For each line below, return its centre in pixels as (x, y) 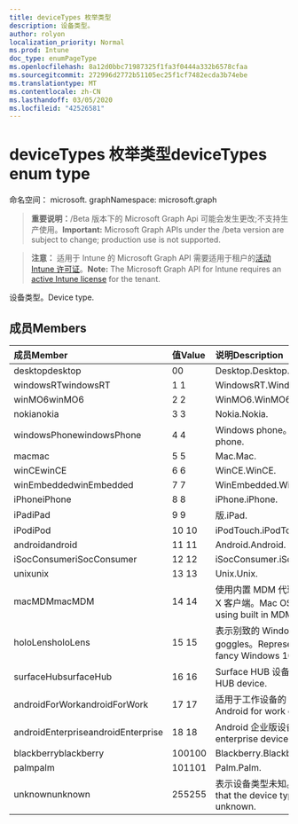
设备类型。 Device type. (52, 297)
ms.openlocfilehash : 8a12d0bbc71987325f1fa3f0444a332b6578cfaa (129, 67)
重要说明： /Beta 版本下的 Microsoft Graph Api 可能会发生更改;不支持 (156, 219)
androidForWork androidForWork (81, 704)
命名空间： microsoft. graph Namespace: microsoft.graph (113, 200)
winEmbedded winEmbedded (74, 485)
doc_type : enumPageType (53, 59)
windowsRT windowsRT (62, 385)
